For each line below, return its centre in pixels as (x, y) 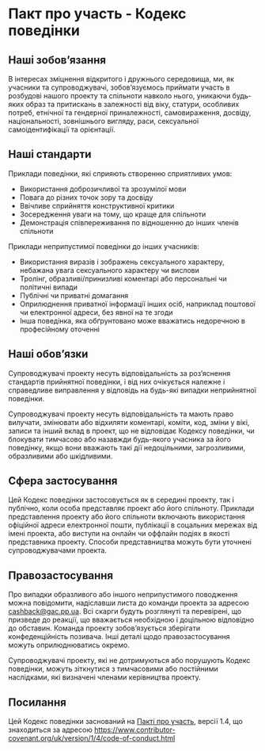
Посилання (38, 702)
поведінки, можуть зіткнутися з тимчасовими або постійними (114, 669)
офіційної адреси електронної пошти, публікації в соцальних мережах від (133, 525)
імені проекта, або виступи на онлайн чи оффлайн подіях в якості (119, 534)
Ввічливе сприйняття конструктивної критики (97, 205)
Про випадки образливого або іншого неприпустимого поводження (123, 595)
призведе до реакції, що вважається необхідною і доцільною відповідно (131, 620)
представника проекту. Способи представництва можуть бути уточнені (130, 542)
